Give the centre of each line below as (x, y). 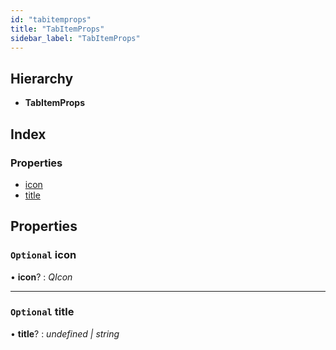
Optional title (42, 312)
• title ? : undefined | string (65, 333)
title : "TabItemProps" (57, 29)
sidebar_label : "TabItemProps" (75, 38)
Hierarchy (42, 78)
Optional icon (43, 255)
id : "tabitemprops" (51, 19)
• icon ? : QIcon (41, 277)
